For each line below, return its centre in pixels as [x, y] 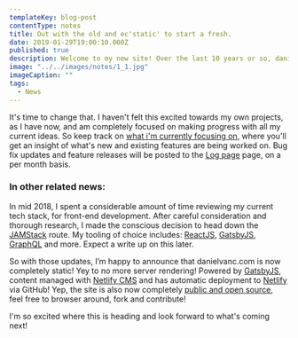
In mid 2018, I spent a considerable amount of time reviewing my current [141, 206]
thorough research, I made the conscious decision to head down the [134, 225]
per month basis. [40, 164]
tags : [19, 83]
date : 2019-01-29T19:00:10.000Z [69, 42]
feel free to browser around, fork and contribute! [98, 299]
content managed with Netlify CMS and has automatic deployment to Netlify [148, 279]
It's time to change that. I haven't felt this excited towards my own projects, [146, 117]
